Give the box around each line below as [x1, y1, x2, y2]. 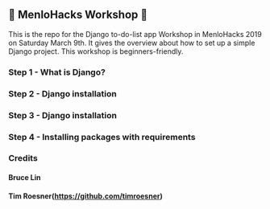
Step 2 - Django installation [8, 88, 117, 99]
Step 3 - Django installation [8, 109, 117, 121]
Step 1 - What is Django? [8, 66, 106, 77]
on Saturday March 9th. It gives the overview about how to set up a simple [8, 38, 255, 47]
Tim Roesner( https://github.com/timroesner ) [8, 191, 163, 201]
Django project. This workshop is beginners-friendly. [8, 46, 184, 56]
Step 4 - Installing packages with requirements [8, 131, 196, 142]
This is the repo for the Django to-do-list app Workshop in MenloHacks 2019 [8, 29, 262, 39]
